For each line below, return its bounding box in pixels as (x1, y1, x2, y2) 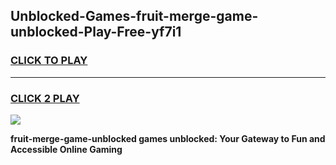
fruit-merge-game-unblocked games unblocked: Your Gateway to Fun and (10, 132, 326, 144)
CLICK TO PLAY (10, 54, 88, 68)
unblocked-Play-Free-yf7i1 (10, 24, 182, 41)
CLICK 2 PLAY (10, 91, 80, 105)
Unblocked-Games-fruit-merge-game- (10, 8, 259, 25)
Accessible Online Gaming (10, 143, 123, 155)
